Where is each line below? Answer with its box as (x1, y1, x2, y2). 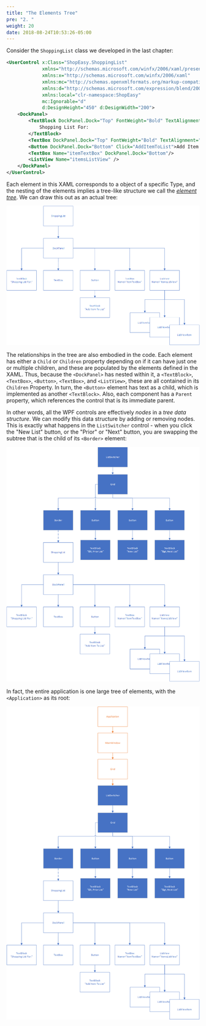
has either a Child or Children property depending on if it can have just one (6, 358, 197, 365)
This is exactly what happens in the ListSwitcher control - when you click (6, 421, 193, 429)
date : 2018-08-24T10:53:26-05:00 (6, 29, 92, 36)
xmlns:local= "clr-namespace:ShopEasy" (42, 92, 141, 98)
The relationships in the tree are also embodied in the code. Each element (6, 351, 193, 358)
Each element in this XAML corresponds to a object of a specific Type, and (6, 181, 196, 188)
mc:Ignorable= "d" (42, 98, 86, 104)
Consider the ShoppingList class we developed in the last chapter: (6, 47, 174, 55)
